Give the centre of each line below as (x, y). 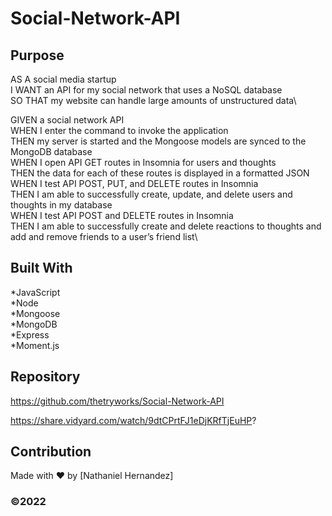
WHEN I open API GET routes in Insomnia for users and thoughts (143, 162)
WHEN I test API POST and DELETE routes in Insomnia (122, 215)
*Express (30, 334)
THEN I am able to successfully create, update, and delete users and (151, 194)
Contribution (51, 452)
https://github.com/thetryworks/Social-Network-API (117, 401)
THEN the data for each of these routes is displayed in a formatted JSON (160, 173)
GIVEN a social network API (67, 120)
